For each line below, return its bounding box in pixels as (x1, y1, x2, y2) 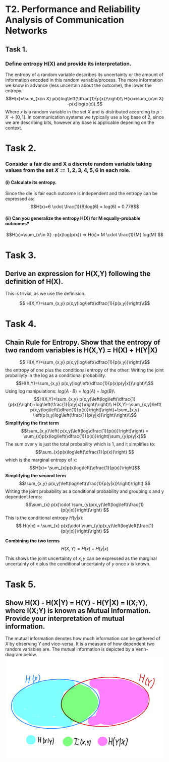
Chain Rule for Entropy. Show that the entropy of (5, 338, 160, 346)
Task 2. (5, 143, 37, 154)
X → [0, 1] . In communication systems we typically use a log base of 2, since (5, 114, 164, 120)
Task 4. (5, 318, 37, 330)
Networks (5, 25, 48, 36)
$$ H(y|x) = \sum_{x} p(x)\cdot (16, 523, 81, 529)
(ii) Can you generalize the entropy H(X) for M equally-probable (5, 215, 141, 221)
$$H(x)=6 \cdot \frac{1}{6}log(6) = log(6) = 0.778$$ (30, 204, 139, 210)
